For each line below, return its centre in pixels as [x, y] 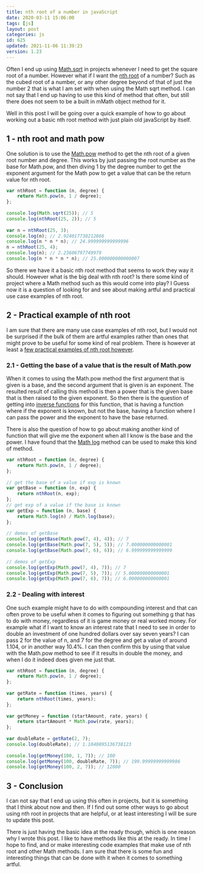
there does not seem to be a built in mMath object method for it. [86, 101]
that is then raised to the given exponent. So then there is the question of [98, 398]
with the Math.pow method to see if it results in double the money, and [94, 653]
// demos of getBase [32, 533]
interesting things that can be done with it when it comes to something [94, 858]
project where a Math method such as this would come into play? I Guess [98, 283]
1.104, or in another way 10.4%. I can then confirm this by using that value [98, 646]
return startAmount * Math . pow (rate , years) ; [76, 722]
